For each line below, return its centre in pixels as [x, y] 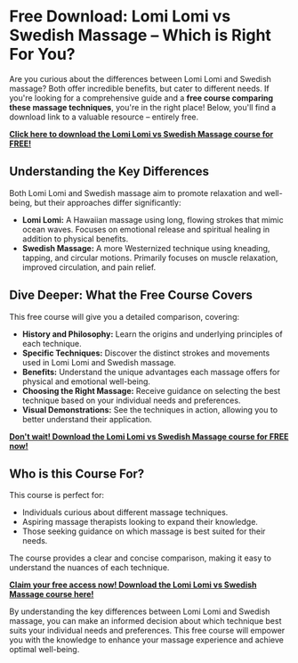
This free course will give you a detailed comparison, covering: [125, 316]
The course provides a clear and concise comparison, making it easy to [140, 558]
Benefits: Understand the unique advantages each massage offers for [151, 372]
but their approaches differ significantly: [108, 202]
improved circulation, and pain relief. [89, 267]
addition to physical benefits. [75, 239]
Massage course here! [52, 594]
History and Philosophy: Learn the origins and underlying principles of [152, 334]
